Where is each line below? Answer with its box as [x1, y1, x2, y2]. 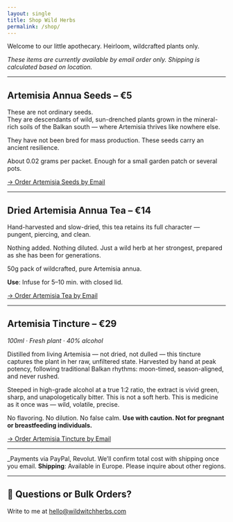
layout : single [7, 10, 51, 17]
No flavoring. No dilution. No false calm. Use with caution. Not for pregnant [7, 414, 225, 422]
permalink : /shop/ [7, 23, 60, 30]
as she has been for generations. [7, 251, 102, 259]
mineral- [193, 115, 218, 124]
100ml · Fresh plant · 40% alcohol [7, 336, 103, 344]
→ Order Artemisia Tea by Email [7, 292, 98, 299]
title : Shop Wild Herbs [7, 17, 76, 24]
